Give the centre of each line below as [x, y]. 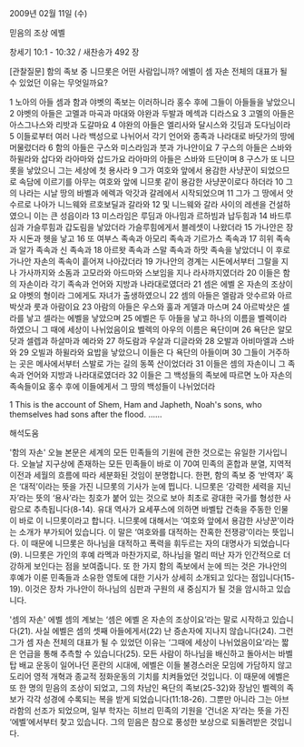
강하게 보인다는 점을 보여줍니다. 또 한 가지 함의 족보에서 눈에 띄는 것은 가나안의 [148, 566]
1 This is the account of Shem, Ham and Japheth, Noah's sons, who [136, 404]
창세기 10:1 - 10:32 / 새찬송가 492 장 [74, 52]
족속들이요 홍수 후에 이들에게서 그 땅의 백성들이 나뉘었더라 [113, 386]
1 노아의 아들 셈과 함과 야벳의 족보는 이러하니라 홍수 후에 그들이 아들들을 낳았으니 [152, 102]
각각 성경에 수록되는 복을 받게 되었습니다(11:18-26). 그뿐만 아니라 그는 [149, 699]
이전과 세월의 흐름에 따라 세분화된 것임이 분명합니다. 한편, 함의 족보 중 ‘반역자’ [147, 475]
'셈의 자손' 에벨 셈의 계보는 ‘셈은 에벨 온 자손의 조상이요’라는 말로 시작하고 [140, 620]
